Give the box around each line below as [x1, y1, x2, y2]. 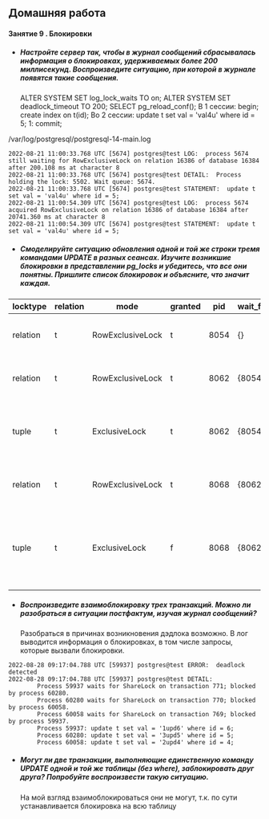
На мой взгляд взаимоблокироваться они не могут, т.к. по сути [19, 793, 238, 802]
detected [8, 668, 38, 676]
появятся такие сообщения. [19, 72, 119, 83]
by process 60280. [8, 689, 70, 697]
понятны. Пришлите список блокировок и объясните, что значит [19, 269, 250, 279]
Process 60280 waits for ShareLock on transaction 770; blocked [37, 696, 256, 704]
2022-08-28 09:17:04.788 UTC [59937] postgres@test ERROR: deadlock [8, 661, 246, 669]
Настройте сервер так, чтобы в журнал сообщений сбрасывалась [19, 47, 256, 57]
